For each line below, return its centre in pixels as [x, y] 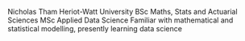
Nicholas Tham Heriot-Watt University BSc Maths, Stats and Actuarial [123, 12]
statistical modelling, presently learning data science [95, 29]
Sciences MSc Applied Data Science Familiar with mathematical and [120, 20]
